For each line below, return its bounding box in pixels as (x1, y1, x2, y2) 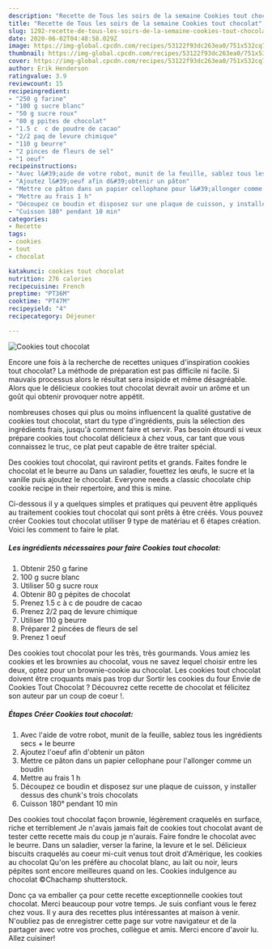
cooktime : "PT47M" (8, 297, 70, 306)
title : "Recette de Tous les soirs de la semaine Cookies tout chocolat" (8, 19, 263, 28)
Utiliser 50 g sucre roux (19, 580, 99, 591)
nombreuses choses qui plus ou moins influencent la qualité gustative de (8, 407, 252, 417)
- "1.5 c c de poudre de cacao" (8, 125, 121, 133)
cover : (8, 57, 31, 66)
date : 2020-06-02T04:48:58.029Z (8, 34, 117, 43)
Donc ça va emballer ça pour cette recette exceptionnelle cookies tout (8, 890, 243, 900)
